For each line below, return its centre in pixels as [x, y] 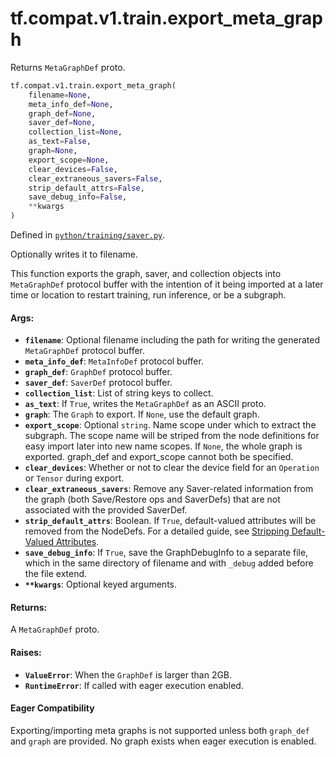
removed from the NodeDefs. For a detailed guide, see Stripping [157, 531]
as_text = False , [60, 142]
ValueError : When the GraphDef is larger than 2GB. [128, 674]
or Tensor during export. [74, 478]
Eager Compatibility [52, 708]
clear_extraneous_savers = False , [95, 178]
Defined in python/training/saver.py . [88, 235]
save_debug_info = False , [78, 197]
